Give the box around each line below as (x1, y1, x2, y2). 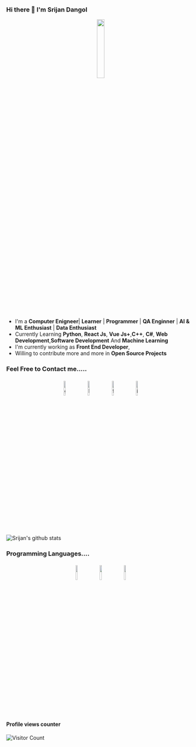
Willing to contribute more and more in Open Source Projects (14, 350, 167, 357)
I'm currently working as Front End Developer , (14, 343, 130, 351)
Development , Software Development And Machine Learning (14, 337, 168, 344)
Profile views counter (6, 721, 61, 728)
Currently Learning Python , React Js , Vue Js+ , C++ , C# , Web (14, 330, 168, 338)
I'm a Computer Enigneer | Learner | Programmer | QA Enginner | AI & (14, 318, 190, 325)
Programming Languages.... (6, 549, 90, 557)
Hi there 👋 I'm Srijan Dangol (6, 5, 88, 14)
